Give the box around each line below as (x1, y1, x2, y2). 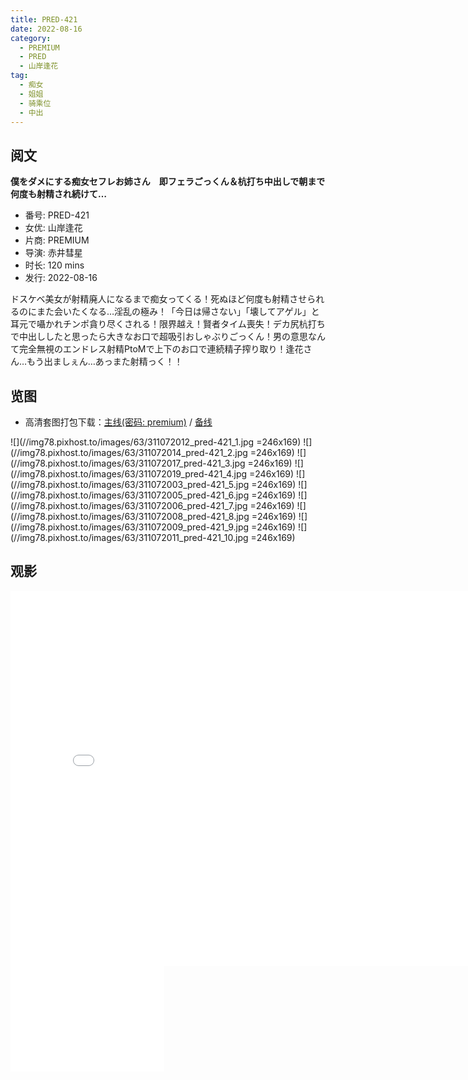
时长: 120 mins (24, 259, 85, 271)
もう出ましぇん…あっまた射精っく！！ (26, 356, 183, 368)
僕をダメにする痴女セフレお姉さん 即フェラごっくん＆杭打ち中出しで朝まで (10, 176, 326, 188)
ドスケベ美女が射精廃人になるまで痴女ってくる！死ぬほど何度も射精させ (10, 293, 308, 305)
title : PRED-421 (10, 14, 78, 25)
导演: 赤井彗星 (24, 247, 83, 259)
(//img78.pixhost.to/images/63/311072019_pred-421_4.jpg (10, 468, 248, 480)
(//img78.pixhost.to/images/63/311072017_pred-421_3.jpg (10, 457, 246, 469)
